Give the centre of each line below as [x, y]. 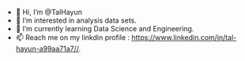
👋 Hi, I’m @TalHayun [49, 12]
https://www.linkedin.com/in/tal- [184, 38]
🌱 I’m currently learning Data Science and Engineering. [105, 29]
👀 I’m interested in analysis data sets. [76, 20]
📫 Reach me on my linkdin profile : [73, 38]
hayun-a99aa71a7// [47, 48]
